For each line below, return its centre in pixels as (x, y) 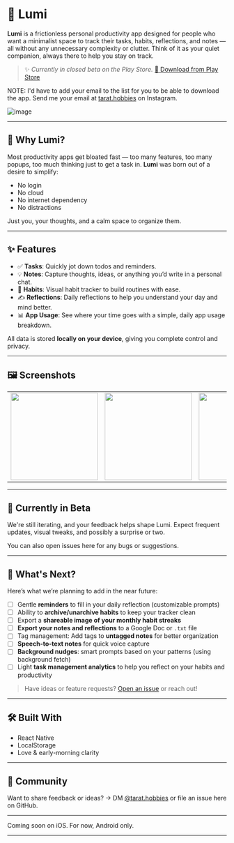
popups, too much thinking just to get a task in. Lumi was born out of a (109, 164)
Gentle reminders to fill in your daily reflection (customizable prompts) (118, 605)
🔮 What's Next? (42, 574)
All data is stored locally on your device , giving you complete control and (112, 338)
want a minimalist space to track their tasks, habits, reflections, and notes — (117, 40)
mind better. (34, 307)
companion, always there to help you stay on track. (81, 56)
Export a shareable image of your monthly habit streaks (99, 621)
